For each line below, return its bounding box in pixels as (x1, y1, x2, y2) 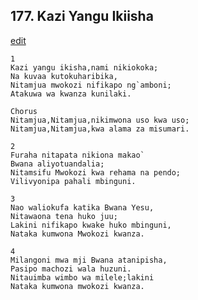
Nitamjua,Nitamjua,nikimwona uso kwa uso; (10, 115, 190, 125)
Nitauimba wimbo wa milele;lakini (10, 272, 155, 283)
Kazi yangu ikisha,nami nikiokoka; (10, 62, 159, 73)
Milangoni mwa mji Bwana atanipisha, (10, 255, 168, 265)
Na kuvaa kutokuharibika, (10, 71, 118, 81)
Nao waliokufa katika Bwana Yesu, (10, 202, 155, 213)
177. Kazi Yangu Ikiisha (10, 8, 154, 25)
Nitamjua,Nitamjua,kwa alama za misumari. (10, 124, 190, 134)
